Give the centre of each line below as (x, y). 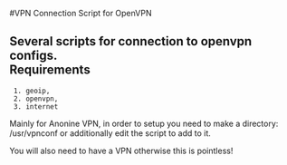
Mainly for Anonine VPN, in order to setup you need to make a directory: (144, 123)
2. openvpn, (36, 99)
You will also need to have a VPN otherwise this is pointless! (121, 150)
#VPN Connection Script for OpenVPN (81, 13)
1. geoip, (32, 91)
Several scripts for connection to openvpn (131, 41)
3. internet (36, 107)
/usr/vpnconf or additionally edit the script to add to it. (110, 133)
